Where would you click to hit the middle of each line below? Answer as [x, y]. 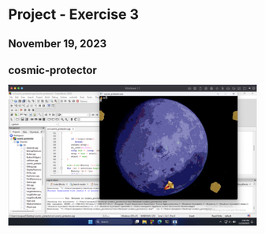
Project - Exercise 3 [74, 15]
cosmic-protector [52, 70]
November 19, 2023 [58, 44]
